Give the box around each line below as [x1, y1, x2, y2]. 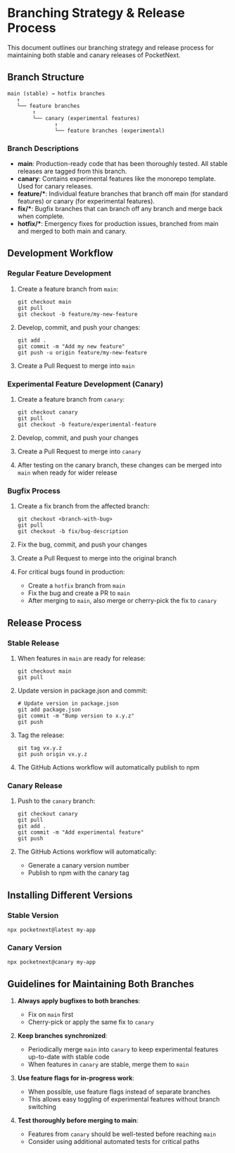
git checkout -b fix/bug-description [17, 528, 129, 535]
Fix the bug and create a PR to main [27, 589, 130, 597]
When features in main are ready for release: [17, 655, 146, 663]
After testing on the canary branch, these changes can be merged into [17, 461, 222, 470]
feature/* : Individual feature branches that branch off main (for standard [17, 189, 229, 198]
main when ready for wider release [17, 468, 118, 477]
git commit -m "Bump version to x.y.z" [17, 712, 135, 719]
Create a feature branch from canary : [17, 395, 125, 404]
